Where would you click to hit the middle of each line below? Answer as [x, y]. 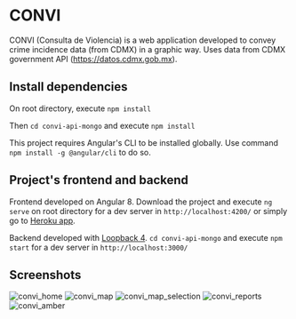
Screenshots [45, 275]
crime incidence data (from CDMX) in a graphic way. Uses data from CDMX [148, 49]
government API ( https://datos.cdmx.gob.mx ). [93, 59]
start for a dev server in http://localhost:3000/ [99, 247]
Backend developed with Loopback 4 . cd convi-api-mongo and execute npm [146, 237]
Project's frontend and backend [99, 180]
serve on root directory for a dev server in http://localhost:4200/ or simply [148, 211]
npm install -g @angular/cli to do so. [80, 152]
